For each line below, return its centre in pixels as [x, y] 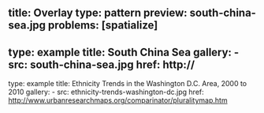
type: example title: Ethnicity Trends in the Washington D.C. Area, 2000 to [127, 84]
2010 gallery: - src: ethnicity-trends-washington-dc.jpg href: [106, 92]
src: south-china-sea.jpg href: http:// [102, 64]
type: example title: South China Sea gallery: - [124, 52]
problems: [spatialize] [103, 26]
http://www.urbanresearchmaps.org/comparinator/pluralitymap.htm [118, 100]
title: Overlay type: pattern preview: [98, 13]
